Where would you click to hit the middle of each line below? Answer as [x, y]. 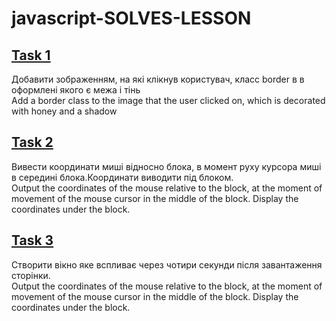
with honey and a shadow [64, 111]
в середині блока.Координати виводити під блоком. [122, 177]
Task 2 [32, 142]
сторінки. [31, 275]
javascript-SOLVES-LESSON [131, 18]
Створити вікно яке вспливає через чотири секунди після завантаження [167, 264]
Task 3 [32, 240]
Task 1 [31, 55]
